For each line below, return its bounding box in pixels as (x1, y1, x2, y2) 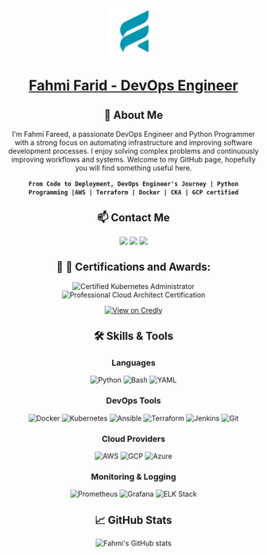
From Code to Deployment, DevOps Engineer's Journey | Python (28, 180, 239, 188)
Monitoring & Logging (91, 471, 176, 482)
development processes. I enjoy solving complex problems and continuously (8, 147, 259, 155)
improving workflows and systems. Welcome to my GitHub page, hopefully (11, 154, 256, 164)
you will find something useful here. (75, 163, 192, 173)
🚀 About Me (103, 108, 164, 122)
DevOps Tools (106, 395, 161, 406)
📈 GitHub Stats (95, 513, 172, 527)
